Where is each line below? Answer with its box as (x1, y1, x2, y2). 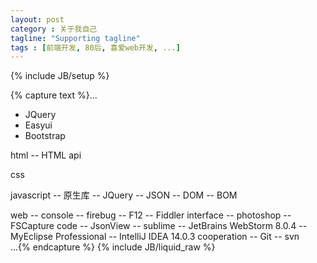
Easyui (24, 119, 53, 131)
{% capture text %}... (10, 89, 98, 101)
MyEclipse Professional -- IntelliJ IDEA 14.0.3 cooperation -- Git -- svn (10, 231, 300, 243)
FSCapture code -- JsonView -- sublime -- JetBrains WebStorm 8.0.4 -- (10, 220, 308, 232)
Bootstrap (24, 130, 66, 142)
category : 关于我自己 (10, 24, 98, 34)
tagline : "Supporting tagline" (10, 33, 141, 43)
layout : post (10, 14, 65, 25)
